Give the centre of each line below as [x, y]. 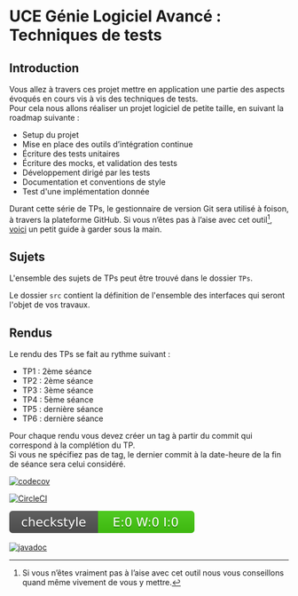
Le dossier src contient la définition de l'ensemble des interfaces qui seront [147, 296]
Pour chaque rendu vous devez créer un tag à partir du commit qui [131, 436]
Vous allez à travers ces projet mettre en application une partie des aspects [147, 89]
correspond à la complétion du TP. [72, 445]
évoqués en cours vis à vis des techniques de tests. [104, 99]
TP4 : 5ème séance [58, 400]
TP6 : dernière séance [63, 418]
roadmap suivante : [44, 118]
